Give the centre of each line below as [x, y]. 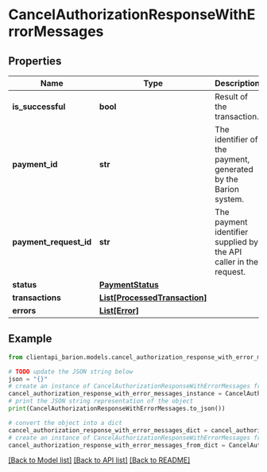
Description [237, 83]
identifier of [236, 139]
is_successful [39, 107]
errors [24, 310]
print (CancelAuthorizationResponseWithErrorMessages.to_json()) [117, 409]
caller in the [236, 262]
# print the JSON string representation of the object [101, 401]
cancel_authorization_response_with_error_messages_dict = [108, 430]
